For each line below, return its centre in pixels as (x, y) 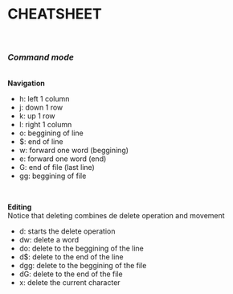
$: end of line (41, 142)
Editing (20, 207)
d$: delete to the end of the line (71, 257)
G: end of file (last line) (57, 168)
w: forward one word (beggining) (74, 151)
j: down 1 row (41, 108)
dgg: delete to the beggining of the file (83, 266)
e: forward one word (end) (63, 159)
